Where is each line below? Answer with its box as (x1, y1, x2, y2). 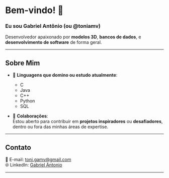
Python (20, 98, 35, 104)
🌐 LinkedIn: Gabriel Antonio (5, 162, 62, 168)
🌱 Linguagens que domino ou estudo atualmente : (12, 72, 118, 78)
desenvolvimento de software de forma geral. (5, 39, 102, 45)
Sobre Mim (5, 58, 40, 67)
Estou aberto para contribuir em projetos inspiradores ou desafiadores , (12, 118, 163, 125)
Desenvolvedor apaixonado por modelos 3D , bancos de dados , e (5, 34, 141, 40)
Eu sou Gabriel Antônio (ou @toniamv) (5, 23, 101, 30)
